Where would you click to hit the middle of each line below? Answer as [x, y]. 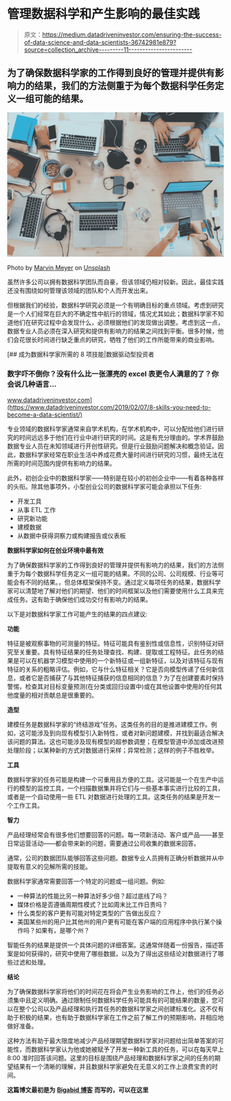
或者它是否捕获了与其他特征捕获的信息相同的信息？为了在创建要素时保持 [121, 678]
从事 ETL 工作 [36, 509]
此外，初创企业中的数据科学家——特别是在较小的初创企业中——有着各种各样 [115, 478]
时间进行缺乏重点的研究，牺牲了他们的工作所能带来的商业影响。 [127, 340]
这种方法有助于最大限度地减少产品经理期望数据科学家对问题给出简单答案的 [112, 1040]
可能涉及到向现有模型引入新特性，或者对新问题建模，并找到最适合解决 [124, 733]
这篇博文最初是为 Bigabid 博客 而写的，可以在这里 [78, 1089]
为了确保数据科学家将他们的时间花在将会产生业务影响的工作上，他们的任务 [112, 991]
